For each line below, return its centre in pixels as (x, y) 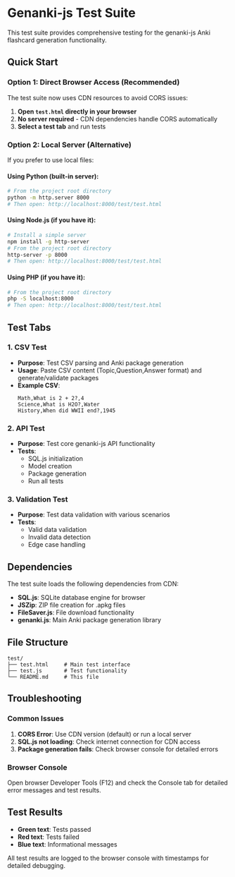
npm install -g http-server (49, 241)
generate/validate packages (58, 377)
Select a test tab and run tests (62, 126)
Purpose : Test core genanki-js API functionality (86, 444)
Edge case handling (57, 545)
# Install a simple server (47, 235)
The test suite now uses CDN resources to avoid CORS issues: (98, 97)
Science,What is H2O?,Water (58, 404)
